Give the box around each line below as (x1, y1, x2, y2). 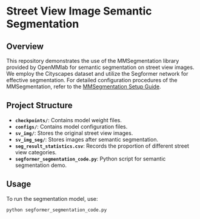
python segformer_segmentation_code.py (6, 207, 107, 213)
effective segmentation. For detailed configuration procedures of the (6, 77, 178, 83)
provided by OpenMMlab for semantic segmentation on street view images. (6, 64, 195, 71)
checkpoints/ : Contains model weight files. (15, 116, 122, 123)
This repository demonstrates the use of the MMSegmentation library (6, 57, 179, 64)
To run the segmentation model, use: (6, 195, 98, 202)
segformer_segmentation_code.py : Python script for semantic (15, 155, 166, 162)
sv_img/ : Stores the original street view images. (15, 129, 133, 137)
